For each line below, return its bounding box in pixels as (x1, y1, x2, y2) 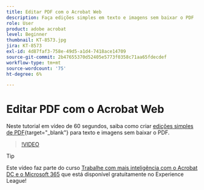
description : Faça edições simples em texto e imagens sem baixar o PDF (6, 15, 194, 21)
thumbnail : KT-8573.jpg (6, 37, 67, 43)
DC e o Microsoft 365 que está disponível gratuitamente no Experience (6, 171, 184, 178)
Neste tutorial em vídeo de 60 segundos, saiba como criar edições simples (6, 123, 194, 130)
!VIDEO (21, 141, 39, 148)
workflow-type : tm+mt (6, 59, 61, 66)
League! (6, 177, 27, 185)
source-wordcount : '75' (6, 65, 67, 72)
